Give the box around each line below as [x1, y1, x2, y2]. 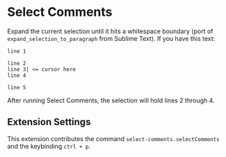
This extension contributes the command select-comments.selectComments [7, 134, 220, 142]
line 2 [7, 59, 26, 66]
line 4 [7, 72, 26, 79]
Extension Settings [7, 116, 91, 128]
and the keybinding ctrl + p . [7, 142, 91, 150]
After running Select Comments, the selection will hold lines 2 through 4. [7, 96, 215, 104]
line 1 [7, 48, 26, 55]
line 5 [7, 84, 26, 91]
